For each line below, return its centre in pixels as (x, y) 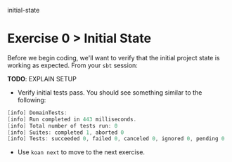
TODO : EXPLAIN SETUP (42, 79)
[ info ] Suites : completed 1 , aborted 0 (66, 133)
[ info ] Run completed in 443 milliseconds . (72, 119)
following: (32, 100)
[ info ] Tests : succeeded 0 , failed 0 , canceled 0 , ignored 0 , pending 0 (116, 139)
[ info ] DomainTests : (38, 113)
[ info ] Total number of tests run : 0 (63, 126)
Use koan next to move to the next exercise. (81, 152)
